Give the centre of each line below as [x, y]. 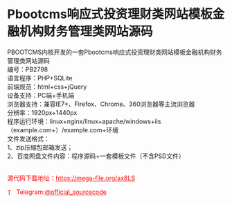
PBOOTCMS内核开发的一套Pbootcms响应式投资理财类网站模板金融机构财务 [115, 52]
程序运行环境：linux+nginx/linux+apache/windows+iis [84, 121]
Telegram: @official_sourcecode [62, 192]
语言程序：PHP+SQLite [40, 78]
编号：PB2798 [28, 69]
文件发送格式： [28, 139]
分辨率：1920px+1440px [42, 112]
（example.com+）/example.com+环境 [63, 130]
